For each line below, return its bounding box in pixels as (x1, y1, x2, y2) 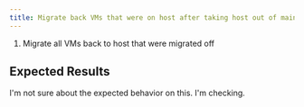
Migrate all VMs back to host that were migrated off (22, 38, 215, 49)
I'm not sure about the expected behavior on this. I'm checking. (9, 87, 246, 99)
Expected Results (9, 64, 110, 79)
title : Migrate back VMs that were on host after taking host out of (9, 13, 278, 22)
